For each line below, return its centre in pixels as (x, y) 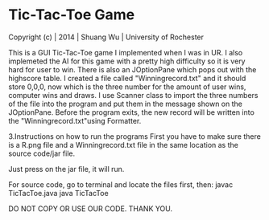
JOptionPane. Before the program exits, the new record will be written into (132, 112)
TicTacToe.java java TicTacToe (58, 193)
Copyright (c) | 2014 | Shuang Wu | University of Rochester (106, 37)
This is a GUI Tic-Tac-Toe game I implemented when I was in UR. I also (126, 52)
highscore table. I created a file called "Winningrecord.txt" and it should (127, 78)
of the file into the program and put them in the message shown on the (126, 104)
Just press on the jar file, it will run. (66, 169)
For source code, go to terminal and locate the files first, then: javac (121, 184)
